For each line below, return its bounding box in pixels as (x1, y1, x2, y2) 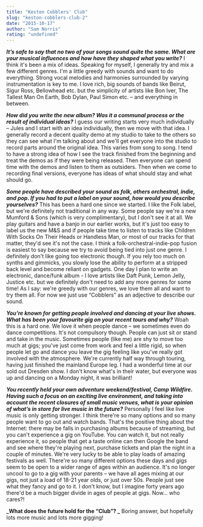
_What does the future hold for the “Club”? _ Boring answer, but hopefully (6, 508, 194, 515)
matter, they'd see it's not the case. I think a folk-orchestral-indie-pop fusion (6, 239, 197, 247)
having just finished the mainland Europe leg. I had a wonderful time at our (6, 361, 192, 368)
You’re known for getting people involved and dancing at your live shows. (6, 309, 196, 317)
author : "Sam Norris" (6, 26, 61, 32)
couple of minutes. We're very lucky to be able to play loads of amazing (6, 450, 185, 458)
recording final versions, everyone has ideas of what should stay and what (6, 170, 192, 177)
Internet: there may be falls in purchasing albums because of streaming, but (6, 425, 196, 432)
